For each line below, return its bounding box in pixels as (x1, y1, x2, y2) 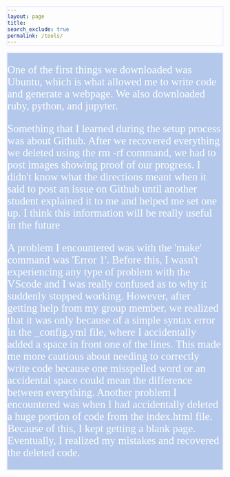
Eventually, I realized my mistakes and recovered (7, 434, 220, 447)
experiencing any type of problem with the (7, 266, 191, 278)
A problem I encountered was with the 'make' (7, 242, 202, 254)
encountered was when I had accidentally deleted (7, 399, 219, 411)
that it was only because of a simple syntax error (7, 314, 216, 326)
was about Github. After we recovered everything (7, 134, 220, 147)
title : (7, 19, 26, 26)
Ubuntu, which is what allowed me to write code (7, 76, 217, 88)
